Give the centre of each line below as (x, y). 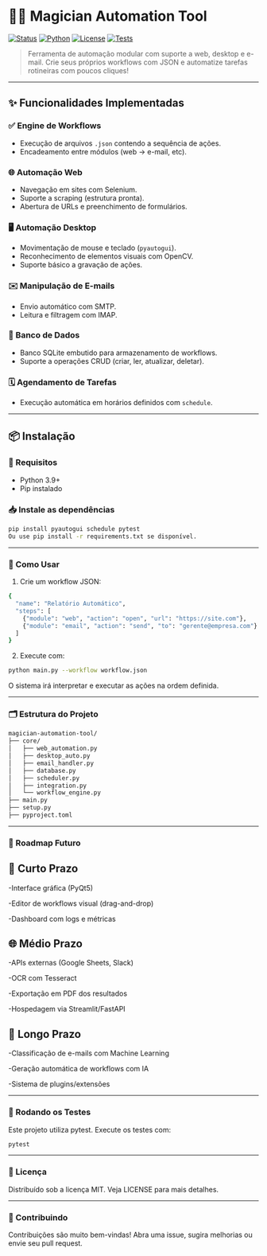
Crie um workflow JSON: (60, 582)
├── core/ (25, 741)
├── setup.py (30, 808)
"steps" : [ (33, 611)
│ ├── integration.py (48, 786)
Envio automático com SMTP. (68, 306)
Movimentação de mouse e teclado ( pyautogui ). (98, 248)
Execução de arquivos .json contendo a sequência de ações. (120, 143)
